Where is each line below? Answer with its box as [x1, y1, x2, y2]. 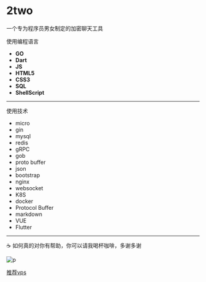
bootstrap [15, 171, 40, 179]
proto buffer [15, 158, 46, 166]
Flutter [15, 223, 32, 231]
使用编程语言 [6, 37, 39, 45]
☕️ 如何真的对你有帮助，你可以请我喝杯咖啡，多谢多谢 [6, 242, 142, 249]
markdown [15, 210, 43, 218]
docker [15, 197, 34, 205]
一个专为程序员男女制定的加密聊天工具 [6, 24, 103, 32]
